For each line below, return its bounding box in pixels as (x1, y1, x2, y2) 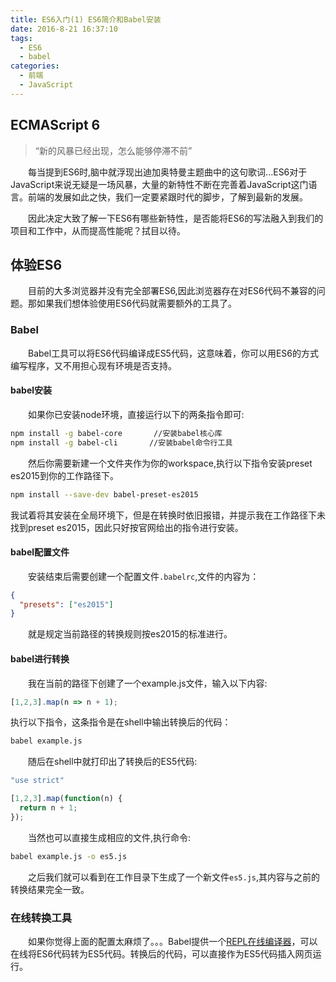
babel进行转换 (10, 652, 70, 665)
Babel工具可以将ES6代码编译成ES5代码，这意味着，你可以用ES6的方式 (28, 347, 320, 359)
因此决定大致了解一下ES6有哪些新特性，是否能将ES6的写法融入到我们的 (28, 212, 324, 224)
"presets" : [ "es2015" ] (19, 599, 114, 610)
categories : (10, 61, 60, 71)
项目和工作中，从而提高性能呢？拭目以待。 (10, 224, 186, 236)
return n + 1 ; (19, 803, 78, 813)
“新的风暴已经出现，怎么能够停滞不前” (34, 144, 193, 156)
